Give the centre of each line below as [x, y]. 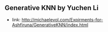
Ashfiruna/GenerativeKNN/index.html [50, 25]
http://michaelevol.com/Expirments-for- [62, 19]
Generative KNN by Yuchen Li [52, 8]
